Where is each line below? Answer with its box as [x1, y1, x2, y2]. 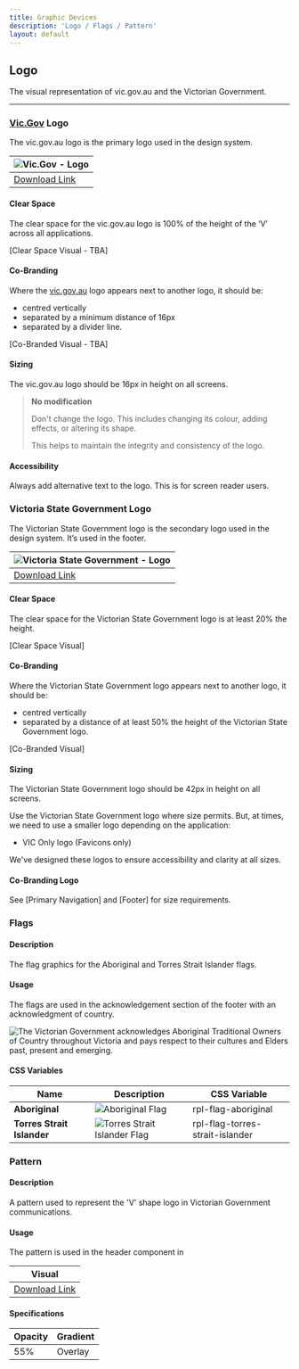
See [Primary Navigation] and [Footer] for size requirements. [9, 895, 231, 905]
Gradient [56, 1331, 95, 1343]
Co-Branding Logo [9, 875, 79, 886]
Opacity [13, 1331, 49, 1343]
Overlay [56, 1346, 90, 1358]
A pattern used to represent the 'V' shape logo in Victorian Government [9, 1197, 271, 1208]
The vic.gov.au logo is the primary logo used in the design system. [9, 137, 254, 148]
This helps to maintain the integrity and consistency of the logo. [30, 441, 265, 451]
